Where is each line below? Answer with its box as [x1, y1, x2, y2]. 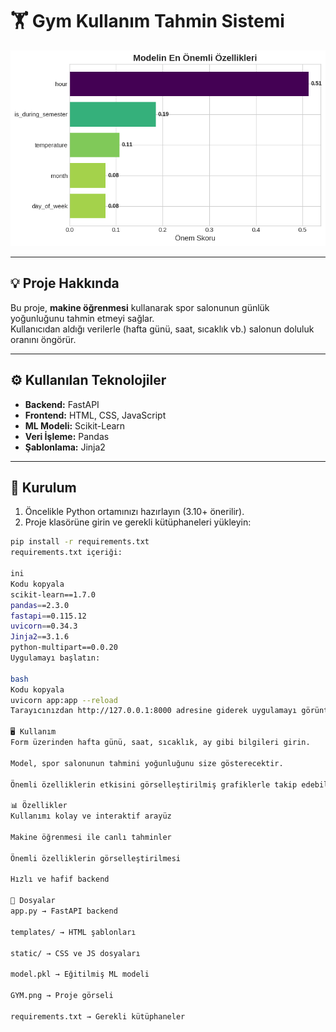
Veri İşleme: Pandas [24, 430, 110, 442]
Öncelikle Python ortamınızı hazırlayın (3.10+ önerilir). [24, 506, 245, 518]
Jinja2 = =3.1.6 [10, 632, 70, 642]
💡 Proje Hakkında [10, 275, 120, 292]
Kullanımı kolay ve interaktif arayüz [10, 811, 172, 822]
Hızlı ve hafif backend [10, 874, 110, 885]
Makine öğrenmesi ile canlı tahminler [10, 832, 172, 842]
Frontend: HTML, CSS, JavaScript [24, 409, 167, 421]
